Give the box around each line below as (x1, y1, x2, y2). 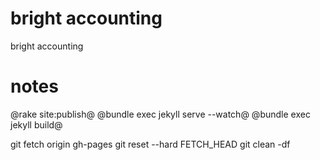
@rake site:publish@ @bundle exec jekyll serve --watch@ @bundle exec (10, 108, 311, 120)
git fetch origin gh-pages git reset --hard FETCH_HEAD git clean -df (10, 138, 291, 150)
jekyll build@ (10, 118, 63, 131)
